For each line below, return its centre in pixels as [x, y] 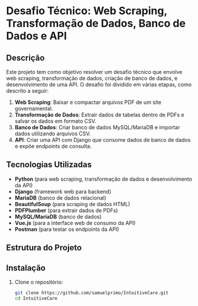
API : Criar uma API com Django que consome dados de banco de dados [103, 140]
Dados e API [36, 36]
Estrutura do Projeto [44, 248]
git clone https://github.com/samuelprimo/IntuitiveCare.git [92, 293]
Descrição [25, 58]
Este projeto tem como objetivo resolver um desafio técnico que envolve [94, 72]
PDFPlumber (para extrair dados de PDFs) [66, 210]
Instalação [26, 268]
